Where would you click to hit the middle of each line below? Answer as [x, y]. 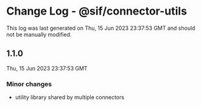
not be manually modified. [39, 34]
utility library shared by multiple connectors [70, 97]
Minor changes [29, 84]
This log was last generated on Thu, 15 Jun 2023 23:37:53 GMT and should [101, 28]
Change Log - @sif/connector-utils [97, 11]
